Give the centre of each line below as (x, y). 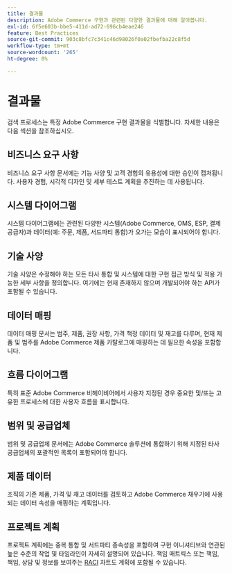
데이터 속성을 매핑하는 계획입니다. (65, 503)
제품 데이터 (29, 476)
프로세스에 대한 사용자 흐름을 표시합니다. (74, 401)
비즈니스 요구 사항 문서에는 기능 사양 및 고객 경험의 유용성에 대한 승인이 (103, 173)
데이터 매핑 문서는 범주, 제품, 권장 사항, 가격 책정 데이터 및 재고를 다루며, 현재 (111, 333)
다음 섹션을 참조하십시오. (41, 131)
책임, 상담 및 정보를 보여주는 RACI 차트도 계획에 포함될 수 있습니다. (97, 563)
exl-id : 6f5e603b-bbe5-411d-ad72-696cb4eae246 (75, 26)
